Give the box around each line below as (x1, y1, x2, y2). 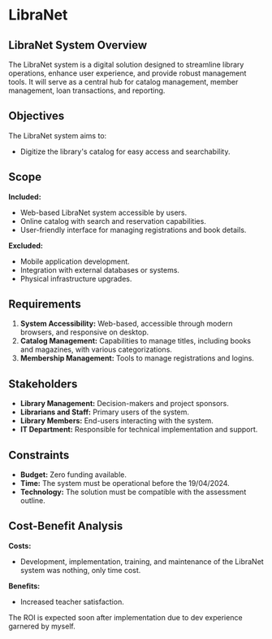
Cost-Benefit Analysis (8, 519, 123, 533)
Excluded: (8, 240, 43, 250)
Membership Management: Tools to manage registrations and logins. (19, 353, 254, 363)
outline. (19, 496, 46, 506)
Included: (8, 191, 42, 201)
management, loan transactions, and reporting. (8, 85, 166, 95)
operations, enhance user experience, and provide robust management (8, 68, 247, 78)
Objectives (8, 109, 65, 123)
